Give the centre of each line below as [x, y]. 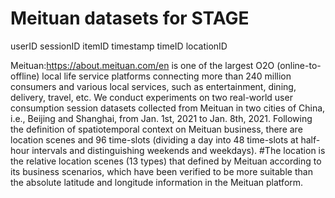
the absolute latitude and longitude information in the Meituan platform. [157, 182]
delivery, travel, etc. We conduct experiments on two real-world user [151, 97]
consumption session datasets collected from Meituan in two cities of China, [168, 108]
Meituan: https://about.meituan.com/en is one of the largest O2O [142, 65]
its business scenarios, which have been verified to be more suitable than [161, 171]
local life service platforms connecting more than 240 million [166, 76]
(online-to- [299, 65]
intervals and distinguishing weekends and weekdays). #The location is [178, 150]
